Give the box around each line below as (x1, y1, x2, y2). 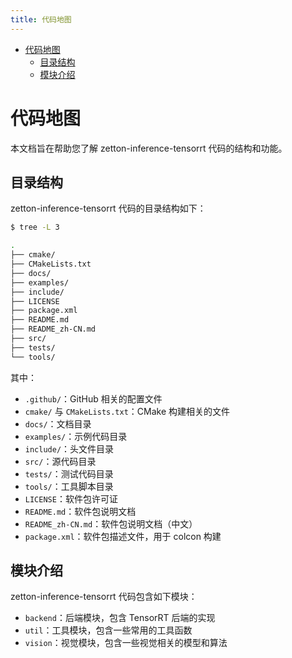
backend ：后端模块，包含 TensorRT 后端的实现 (24, 612, 216, 624)
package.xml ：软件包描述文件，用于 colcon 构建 (24, 530, 222, 542)
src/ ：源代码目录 (24, 455, 97, 467)
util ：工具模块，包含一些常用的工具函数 (24, 624, 193, 636)
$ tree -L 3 (10, 222, 60, 233)
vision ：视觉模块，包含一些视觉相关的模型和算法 (24, 637, 228, 649)
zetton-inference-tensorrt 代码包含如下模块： (10, 591, 198, 603)
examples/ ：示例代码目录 (24, 430, 128, 442)
